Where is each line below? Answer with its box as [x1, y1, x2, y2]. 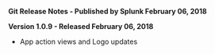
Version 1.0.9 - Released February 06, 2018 [8, 22, 154, 31]
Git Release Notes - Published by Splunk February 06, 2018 [8, 7, 208, 16]
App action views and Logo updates [19, 37, 138, 46]
